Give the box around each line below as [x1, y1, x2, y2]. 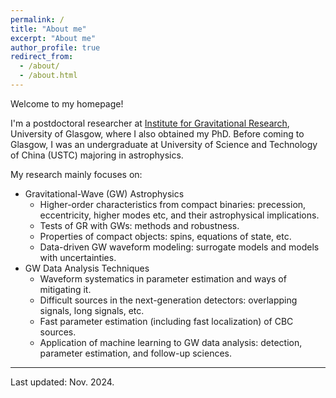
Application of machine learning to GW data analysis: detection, [39, 336, 303, 348]
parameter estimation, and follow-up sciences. [39, 347, 233, 359]
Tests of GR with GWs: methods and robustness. [39, 219, 240, 231]
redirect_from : [10, 52, 74, 62]
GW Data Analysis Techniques [24, 262, 150, 274]
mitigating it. [39, 283, 92, 295]
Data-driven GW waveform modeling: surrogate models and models [39, 241, 320, 253]
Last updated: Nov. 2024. [10, 376, 115, 388]
